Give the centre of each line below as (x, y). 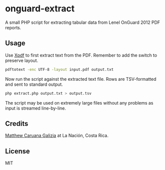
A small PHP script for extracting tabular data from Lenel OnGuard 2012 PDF (83, 22)
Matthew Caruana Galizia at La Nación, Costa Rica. (57, 136)
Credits (17, 124)
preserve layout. (22, 60)
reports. (13, 27)
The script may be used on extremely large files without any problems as (79, 103)
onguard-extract (40, 9)
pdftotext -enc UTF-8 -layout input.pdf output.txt (59, 69)
